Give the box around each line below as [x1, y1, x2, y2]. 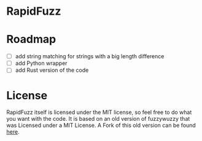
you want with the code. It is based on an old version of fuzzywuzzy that [6, 115, 190, 123]
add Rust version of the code [15, 66, 89, 74]
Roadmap [6, 32, 56, 47]
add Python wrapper [15, 59, 68, 67]
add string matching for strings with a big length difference [15, 53, 165, 60]
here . [6, 128, 20, 135]
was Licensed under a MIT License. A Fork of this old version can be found [6, 121, 196, 129]
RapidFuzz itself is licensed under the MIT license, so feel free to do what [6, 109, 192, 116]
